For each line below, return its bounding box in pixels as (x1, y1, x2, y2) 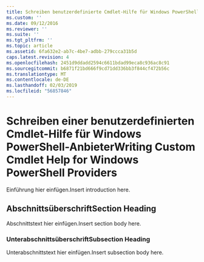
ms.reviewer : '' (6, 26, 47, 32)
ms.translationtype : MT (6, 71, 67, 77)
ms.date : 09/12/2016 (6, 20, 59, 26)
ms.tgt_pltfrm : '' (6, 37, 53, 43)
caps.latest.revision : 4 (6, 54, 69, 60)
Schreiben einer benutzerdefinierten (6, 114, 195, 128)
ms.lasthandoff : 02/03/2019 (6, 83, 78, 89)
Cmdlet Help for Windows (6, 153, 139, 167)
